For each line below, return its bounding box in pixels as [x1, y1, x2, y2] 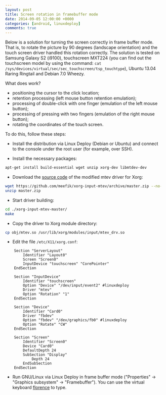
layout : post [5, 7, 32, 12]
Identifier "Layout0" [23, 253, 68, 258]
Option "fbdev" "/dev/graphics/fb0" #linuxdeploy [23, 318, 127, 323]
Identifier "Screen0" [23, 340, 68, 345]
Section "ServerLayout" [14, 248, 63, 253]
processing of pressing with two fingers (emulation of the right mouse [12, 111, 155, 117]
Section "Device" [14, 305, 50, 310]
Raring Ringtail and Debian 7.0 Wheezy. [5, 71, 85, 77]
